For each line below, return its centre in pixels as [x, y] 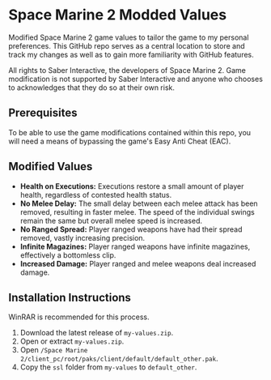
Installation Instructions [70, 297]
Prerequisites [43, 113]
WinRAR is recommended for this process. [79, 317]
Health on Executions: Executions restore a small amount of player [132, 186]
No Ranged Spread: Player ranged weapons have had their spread [131, 229]
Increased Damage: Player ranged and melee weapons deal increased [138, 263]
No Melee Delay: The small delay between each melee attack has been [139, 203]
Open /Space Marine [54, 350]
